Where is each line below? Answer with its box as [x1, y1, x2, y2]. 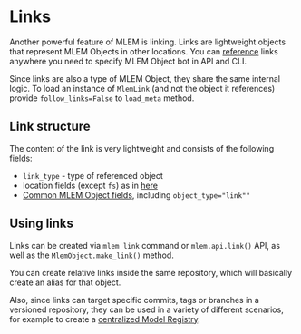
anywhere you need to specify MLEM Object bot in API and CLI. [9, 55, 248, 66]
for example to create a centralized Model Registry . [9, 313, 201, 324]
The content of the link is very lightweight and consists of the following [9, 142, 275, 153]
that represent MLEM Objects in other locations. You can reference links [9, 45, 278, 56]
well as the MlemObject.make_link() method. [9, 250, 174, 260]
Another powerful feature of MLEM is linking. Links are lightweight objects [9, 36, 286, 47]
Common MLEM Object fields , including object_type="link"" [22, 189, 251, 201]
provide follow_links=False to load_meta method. [9, 93, 195, 103]
